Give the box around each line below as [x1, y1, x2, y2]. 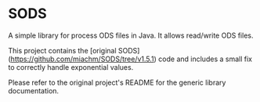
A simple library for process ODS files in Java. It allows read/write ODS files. [8, 31, 254, 40]
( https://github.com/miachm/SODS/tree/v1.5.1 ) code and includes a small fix [8, 54, 253, 64]
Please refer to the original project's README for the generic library [8, 78, 226, 87]
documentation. [8, 86, 60, 95]
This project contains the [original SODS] [8, 46, 140, 55]
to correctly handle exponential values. [8, 62, 134, 71]
